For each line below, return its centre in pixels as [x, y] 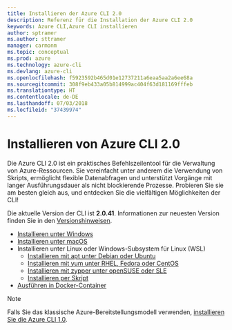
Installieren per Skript [58, 278]
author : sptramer [32, 33]
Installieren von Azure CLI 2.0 [94, 144]
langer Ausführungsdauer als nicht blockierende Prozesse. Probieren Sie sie [116, 185]
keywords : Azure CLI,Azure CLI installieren [72, 26]
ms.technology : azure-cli [44, 65]
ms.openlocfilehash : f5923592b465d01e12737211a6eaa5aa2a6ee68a [100, 78]
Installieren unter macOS [52, 241]
